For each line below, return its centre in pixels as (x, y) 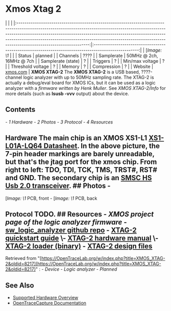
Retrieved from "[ (23, 258)
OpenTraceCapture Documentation (50, 303)
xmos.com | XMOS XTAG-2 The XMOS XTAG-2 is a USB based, (73, 71)
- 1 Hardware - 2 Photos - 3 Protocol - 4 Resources (59, 122)
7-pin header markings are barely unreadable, (80, 154)
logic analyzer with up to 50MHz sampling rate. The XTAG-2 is (89, 77)
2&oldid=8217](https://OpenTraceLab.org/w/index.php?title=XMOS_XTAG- (83, 264)
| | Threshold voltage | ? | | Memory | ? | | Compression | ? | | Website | (79, 66)
